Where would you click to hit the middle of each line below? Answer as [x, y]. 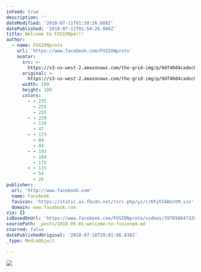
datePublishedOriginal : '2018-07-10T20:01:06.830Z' [72, 235]
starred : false [25, 229]
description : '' [26, 17]
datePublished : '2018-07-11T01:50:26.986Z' [61, 29]
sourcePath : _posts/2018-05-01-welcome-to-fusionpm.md [76, 224]
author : [16, 40]
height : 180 [37, 90]
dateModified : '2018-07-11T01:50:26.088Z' [60, 23]
